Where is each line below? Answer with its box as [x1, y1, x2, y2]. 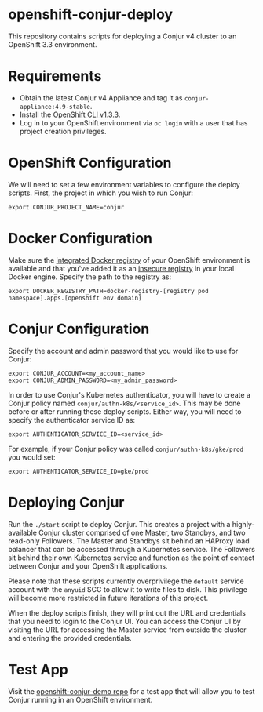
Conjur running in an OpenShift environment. [8, 695, 153, 704]
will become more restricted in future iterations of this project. [8, 593, 209, 602]
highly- [232, 519, 255, 529]
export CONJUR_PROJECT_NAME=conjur [8, 203, 125, 211]
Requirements [8, 67, 102, 85]
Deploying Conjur [8, 493, 125, 511]
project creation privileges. [19, 126, 107, 136]
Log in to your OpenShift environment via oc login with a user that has [19, 118, 248, 127]
